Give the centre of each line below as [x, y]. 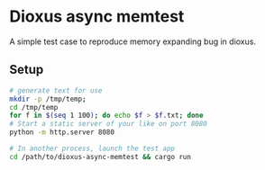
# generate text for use [56, 90]
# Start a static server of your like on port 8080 [108, 124]
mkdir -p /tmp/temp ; [48, 99]
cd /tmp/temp [34, 107]
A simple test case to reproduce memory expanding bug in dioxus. [133, 41]
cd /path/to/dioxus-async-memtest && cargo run [101, 157]
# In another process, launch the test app [92, 148]
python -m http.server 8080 [62, 132]
